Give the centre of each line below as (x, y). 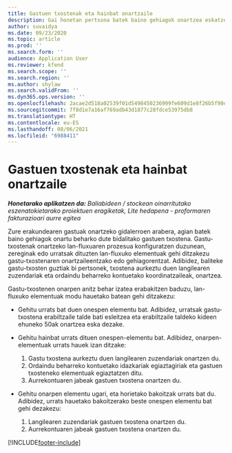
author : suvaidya (33, 26)
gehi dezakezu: (39, 409)
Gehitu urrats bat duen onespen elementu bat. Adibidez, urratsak (110, 310)
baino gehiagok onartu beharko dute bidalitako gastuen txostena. (100, 239)
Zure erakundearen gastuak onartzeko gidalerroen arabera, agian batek (109, 231)
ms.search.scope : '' (38, 71)
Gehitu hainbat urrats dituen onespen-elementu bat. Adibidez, (106, 338)
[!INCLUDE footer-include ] (44, 443)
